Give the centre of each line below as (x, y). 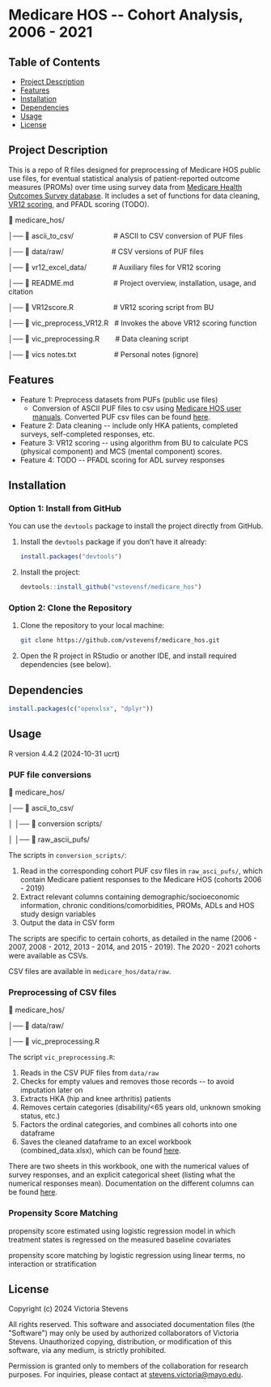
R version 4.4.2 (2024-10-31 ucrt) (64, 753)
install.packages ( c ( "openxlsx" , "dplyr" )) (81, 709)
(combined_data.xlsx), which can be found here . (101, 1151)
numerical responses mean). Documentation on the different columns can (131, 1183)
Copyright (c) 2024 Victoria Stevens (68, 1309)
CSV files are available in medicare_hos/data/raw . (90, 971)
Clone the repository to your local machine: (92, 626)
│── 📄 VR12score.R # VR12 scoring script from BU (111, 307)
